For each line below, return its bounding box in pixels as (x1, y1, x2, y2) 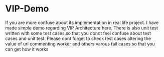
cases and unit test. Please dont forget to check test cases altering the (5, 35, 151, 41)
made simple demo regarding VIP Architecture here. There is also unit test (5, 24, 158, 30)
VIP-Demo (5, 3, 49, 14)
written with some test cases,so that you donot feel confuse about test (5, 30, 151, 36)
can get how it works (5, 46, 49, 52)
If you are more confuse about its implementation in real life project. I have (5, 19, 159, 25)
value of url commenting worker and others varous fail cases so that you (5, 40, 155, 46)
